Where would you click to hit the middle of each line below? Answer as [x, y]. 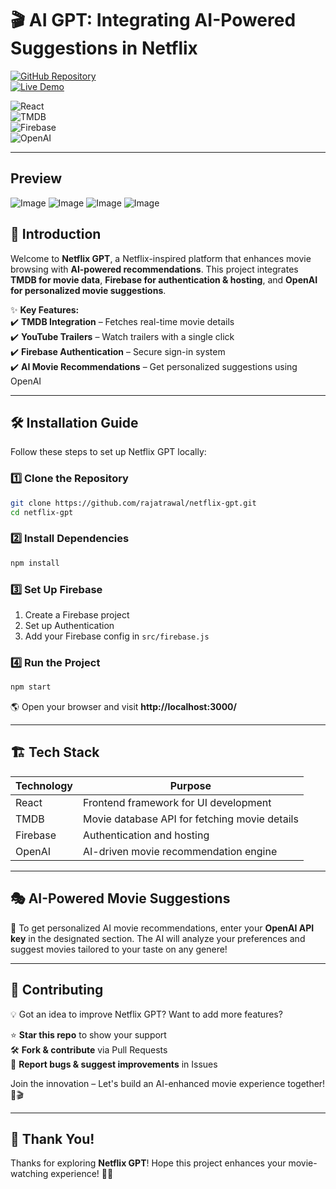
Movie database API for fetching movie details [191, 819]
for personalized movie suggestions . [88, 290]
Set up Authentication [69, 625]
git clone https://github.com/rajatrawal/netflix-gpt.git [133, 503]
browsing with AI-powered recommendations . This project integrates [154, 269]
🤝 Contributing [57, 990]
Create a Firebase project [77, 614]
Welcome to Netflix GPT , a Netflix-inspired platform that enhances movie [161, 258]
